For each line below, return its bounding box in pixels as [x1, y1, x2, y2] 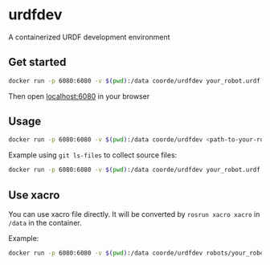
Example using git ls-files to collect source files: [8, 150, 178, 160]
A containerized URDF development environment [8, 32, 170, 42]
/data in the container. [8, 218, 82, 227]
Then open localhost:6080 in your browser [8, 91, 150, 101]
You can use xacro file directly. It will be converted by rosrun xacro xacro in [8, 210, 260, 218]
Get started [8, 55, 67, 69]
